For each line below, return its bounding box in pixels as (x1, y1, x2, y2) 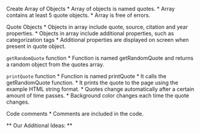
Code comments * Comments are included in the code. (6, 110, 144, 117)
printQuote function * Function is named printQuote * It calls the (6, 73, 167, 79)
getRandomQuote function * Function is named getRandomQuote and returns (6, 55, 194, 61)
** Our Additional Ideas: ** (6, 122, 73, 129)
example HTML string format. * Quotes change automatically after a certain (6, 85, 195, 93)
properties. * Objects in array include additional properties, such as (6, 30, 175, 37)
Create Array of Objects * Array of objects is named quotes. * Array (6, 5, 175, 12)
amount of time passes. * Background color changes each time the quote (6, 92, 190, 99)
